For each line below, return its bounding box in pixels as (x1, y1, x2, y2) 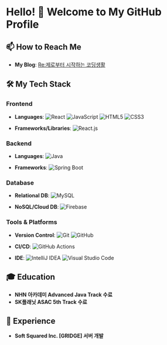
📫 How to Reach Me (6, 42, 81, 52)
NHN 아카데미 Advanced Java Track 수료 (14, 291, 113, 299)
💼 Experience (6, 316, 56, 326)
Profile (6, 18, 39, 31)
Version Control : (14, 232, 56, 239)
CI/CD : (14, 243, 32, 250)
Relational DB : (14, 192, 50, 199)
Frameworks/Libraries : (14, 125, 71, 132)
